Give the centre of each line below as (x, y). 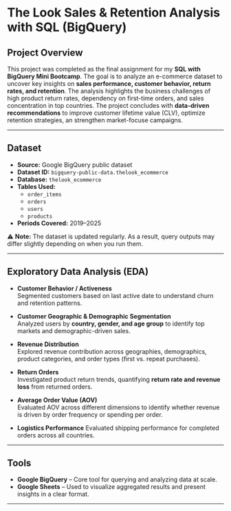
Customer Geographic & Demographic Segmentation (94, 316)
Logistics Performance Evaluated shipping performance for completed (118, 428)
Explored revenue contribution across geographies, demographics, (112, 351)
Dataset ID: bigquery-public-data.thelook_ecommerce (92, 172)
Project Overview (45, 53)
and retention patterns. (49, 303)
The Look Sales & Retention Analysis (114, 13)
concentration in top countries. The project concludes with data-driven (108, 105)
